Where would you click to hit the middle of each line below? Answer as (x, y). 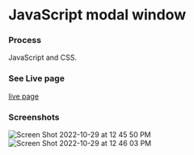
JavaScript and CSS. (43, 57)
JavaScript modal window (97, 15)
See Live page (36, 78)
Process (25, 40)
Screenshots (34, 117)
